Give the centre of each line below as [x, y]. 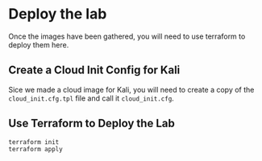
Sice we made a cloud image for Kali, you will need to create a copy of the [131, 89]
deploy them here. [39, 44]
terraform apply [35, 150]
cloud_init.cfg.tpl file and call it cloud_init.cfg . [91, 98]
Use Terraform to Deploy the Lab [91, 124]
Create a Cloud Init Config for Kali [94, 70]
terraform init [34, 142]
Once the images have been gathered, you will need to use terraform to [127, 36]
